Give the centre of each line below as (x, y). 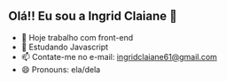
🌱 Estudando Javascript (64, 47)
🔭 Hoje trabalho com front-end (77, 37)
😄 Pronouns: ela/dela (61, 69)
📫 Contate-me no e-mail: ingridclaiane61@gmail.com (119, 56)
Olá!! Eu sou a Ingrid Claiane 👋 (93, 16)
